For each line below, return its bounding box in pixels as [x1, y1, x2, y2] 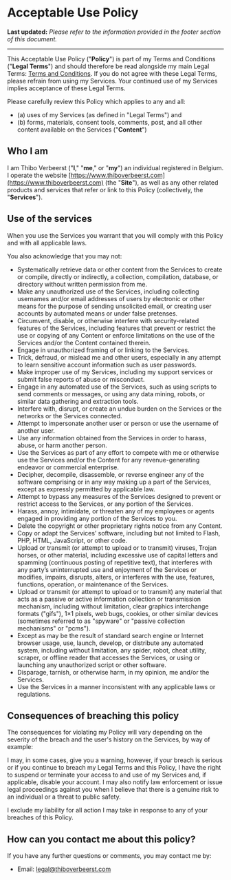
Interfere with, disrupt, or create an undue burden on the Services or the [16, 405, 222, 413]
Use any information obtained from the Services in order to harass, [16, 433, 207, 442]
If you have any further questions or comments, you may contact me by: [7, 852, 212, 860]
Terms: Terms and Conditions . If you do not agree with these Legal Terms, [7, 69, 218, 77]
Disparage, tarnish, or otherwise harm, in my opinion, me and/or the [16, 668, 210, 676]
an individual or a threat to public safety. [7, 792, 122, 801]
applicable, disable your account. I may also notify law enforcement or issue [7, 778, 223, 786]
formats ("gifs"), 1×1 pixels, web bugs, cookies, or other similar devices [16, 609, 219, 617]
